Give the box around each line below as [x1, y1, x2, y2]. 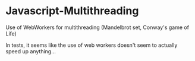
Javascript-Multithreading [5, 4, 139, 18]
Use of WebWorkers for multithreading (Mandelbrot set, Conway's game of [5, 24, 190, 31]
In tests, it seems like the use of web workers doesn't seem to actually [5, 41, 178, 49]
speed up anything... [5, 47, 56, 54]
